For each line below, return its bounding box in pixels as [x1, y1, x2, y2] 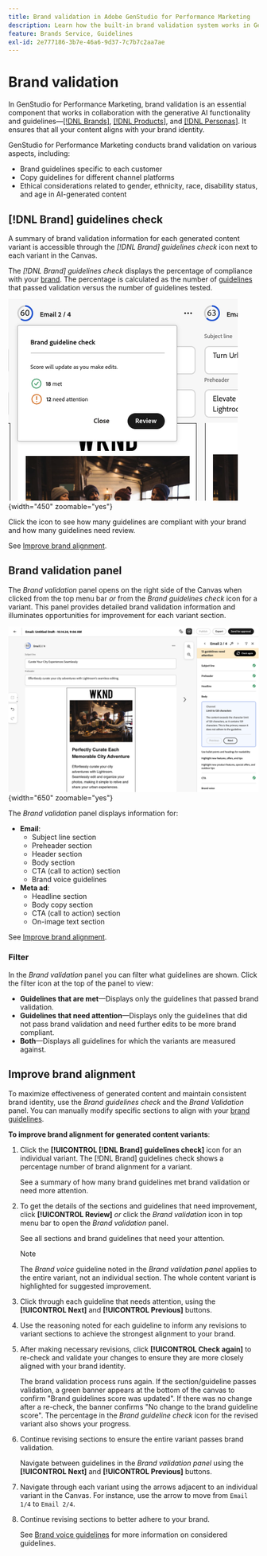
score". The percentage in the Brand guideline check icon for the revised [19, 1410, 258, 1420]
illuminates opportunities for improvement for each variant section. [8, 610, 226, 620]
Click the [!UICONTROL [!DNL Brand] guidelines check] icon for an [19, 1145, 242, 1154]
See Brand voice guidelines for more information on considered [19, 1530, 228, 1539]
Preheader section [31, 840, 93, 850]
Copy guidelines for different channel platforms [19, 173, 175, 182]
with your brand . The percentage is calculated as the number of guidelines [8, 274, 253, 284]
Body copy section [31, 900, 94, 909]
